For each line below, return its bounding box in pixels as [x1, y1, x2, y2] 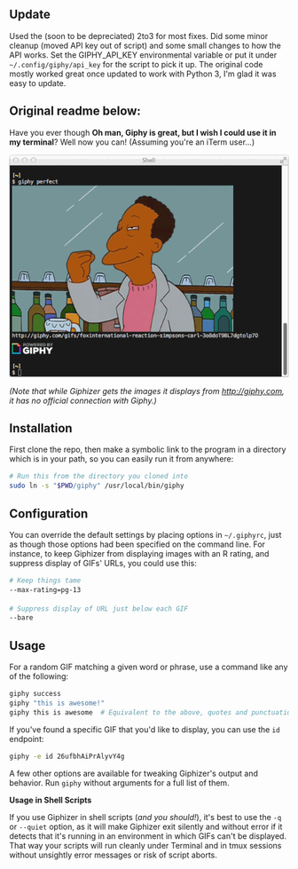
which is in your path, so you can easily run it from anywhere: [9, 454, 234, 464]
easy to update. [9, 77, 67, 88]
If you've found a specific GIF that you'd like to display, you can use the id [9, 723, 281, 735]
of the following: [9, 671, 69, 682]
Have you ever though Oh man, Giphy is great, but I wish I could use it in [9, 127, 277, 138]
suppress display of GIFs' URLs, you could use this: [9, 557, 197, 568]
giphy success [9, 690, 62, 699]
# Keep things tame [9, 576, 82, 585]
